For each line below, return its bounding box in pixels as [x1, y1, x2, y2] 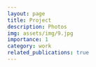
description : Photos [7, 23, 68, 30]
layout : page [7, 10, 46, 17]
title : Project [7, 17, 52, 24]
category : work [7, 43, 52, 50]
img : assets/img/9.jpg [7, 29, 74, 37]
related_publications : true [7, 50, 90, 57]
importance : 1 [7, 36, 49, 43]
